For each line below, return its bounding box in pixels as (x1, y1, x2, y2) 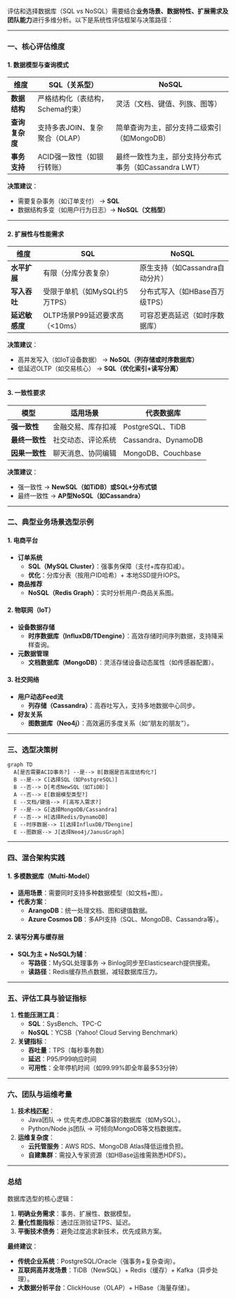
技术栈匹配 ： (17, 1107, 55, 1115)
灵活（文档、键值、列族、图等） (115, 99, 222, 109)
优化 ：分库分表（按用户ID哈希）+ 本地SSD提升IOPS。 (27, 570, 184, 579)
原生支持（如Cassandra (139, 263, 218, 273)
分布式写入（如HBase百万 (139, 287, 225, 297)
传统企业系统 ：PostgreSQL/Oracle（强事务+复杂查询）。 (17, 1256, 179, 1265)
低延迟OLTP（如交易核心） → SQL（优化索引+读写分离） (17, 365, 183, 373)
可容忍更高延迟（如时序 (139, 310, 218, 320)
